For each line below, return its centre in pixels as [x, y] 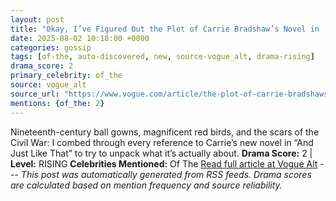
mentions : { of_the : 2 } [57, 103]
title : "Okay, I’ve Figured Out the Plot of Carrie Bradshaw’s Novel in [165, 29]
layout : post [37, 19]
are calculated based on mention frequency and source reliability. [146, 185]
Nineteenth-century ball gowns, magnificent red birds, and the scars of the [165, 132]
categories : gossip [51, 47]
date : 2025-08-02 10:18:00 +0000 [80, 38]
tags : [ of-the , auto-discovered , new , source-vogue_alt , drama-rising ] [162, 57]
